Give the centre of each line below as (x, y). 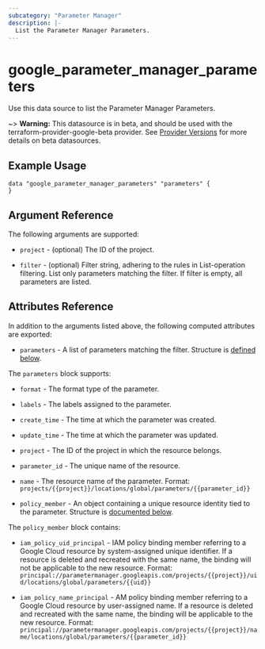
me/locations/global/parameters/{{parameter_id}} (103, 637)
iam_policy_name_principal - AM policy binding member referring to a (134, 597)
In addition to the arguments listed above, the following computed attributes (132, 325)
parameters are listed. (55, 282)
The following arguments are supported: (74, 234)
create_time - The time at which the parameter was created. (118, 419)
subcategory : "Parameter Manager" (65, 15)
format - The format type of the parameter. (89, 389)
